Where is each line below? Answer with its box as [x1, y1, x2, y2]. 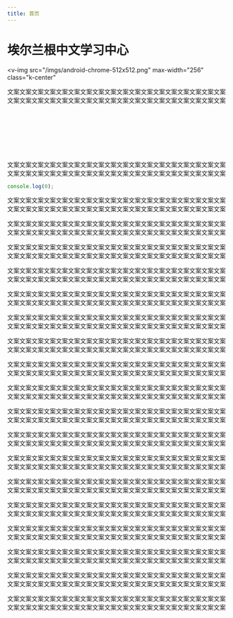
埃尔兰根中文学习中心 [7, 42, 130, 58]
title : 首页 [7, 10, 40, 17]
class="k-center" [7, 73, 57, 81]
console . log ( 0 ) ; [7, 183, 54, 190]
